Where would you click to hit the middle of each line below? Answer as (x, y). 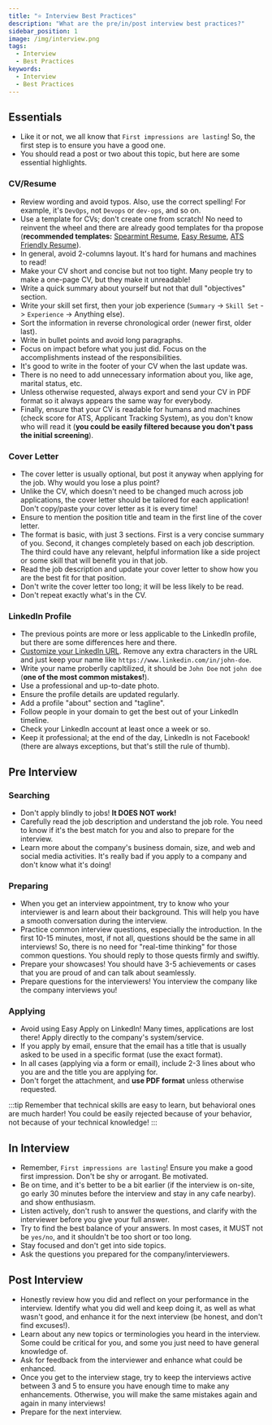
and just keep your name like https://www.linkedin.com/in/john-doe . (136, 660)
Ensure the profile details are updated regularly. (100, 695)
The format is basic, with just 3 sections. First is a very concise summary (142, 534)
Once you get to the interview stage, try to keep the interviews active (136, 1378)
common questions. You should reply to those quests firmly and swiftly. (140, 956)
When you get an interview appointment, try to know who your (125, 904)
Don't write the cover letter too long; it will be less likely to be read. (132, 586)
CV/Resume (32, 184)
